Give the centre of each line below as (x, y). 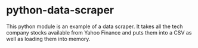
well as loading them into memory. (48, 39)
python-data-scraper (60, 10)
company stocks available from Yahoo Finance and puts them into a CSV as (99, 32)
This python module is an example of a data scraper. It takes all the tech (95, 26)
